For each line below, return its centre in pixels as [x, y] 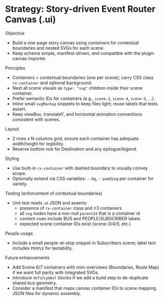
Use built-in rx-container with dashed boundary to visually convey [80, 168]
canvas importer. [29, 58]
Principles [15, 68]
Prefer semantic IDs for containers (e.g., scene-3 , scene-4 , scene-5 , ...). [83, 98]
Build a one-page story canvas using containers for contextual [76, 42]
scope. [19, 173]
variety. [20, 184]
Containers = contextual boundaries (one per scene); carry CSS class [83, 77]
